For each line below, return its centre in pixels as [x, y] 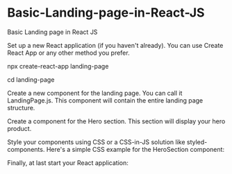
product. [19, 128]
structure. [21, 107]
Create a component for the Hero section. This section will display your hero [116, 121]
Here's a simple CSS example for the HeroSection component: [135, 149]
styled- [197, 142]
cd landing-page [31, 79]
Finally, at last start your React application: [68, 163]
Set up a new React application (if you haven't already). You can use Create [115, 45]
